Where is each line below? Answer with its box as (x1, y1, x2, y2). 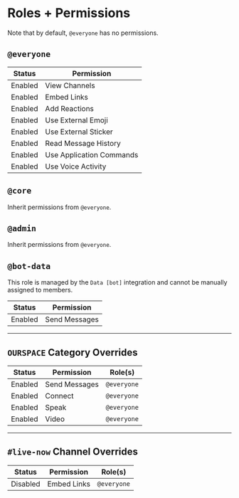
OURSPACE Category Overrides (7, 346, 138, 359)
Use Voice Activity (45, 161, 107, 171)
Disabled (11, 479, 41, 489)
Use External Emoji (45, 115, 108, 125)
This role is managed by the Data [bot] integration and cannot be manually (7, 278, 228, 287)
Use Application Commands (45, 149, 139, 159)
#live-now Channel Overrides (7, 446, 139, 458)
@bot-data (7, 261, 51, 271)
